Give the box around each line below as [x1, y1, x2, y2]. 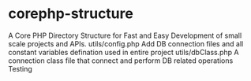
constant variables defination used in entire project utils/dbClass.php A [8, 47, 239, 57]
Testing [8, 64, 33, 73]
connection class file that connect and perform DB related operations [8, 56, 234, 65]
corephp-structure [8, 5, 134, 23]
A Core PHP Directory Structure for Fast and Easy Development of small [8, 31, 242, 40]
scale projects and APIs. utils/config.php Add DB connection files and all [8, 39, 244, 48]
